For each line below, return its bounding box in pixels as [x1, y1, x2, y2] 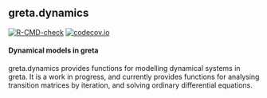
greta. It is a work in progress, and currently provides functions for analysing [8, 72, 260, 82]
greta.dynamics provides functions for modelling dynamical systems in [8, 64, 241, 73]
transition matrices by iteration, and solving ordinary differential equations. [8, 80, 253, 90]
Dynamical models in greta [8, 45, 99, 55]
